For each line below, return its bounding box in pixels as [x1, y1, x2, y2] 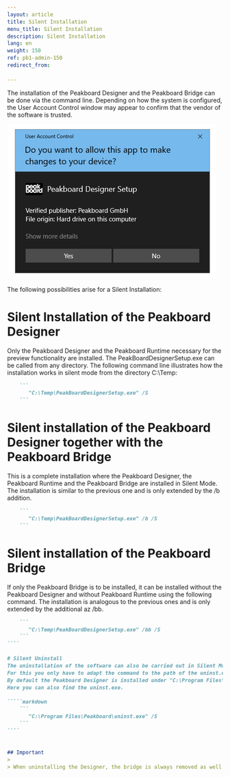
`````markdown [7, 699, 48, 706]
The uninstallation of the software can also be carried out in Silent [7, 662, 216, 669]
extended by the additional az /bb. [7, 605, 104, 613]
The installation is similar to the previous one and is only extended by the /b [7, 487, 220, 495]
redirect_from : [7, 62, 51, 69]
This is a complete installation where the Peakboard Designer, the [7, 472, 192, 480]
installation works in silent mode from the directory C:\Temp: [7, 368, 178, 377]
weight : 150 [7, 47, 41, 54]
